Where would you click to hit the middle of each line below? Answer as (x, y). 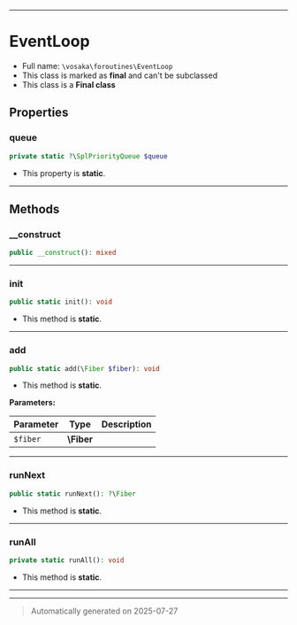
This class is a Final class (69, 84)
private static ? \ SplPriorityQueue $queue (88, 156)
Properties (39, 113)
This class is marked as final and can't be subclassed (120, 75)
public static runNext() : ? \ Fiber (73, 494)
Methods (34, 209)
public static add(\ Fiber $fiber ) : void (85, 368)
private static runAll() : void (67, 560)
